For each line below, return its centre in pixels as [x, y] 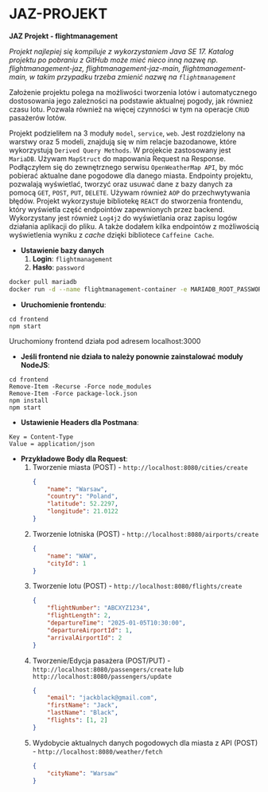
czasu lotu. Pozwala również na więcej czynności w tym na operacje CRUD [129, 109]
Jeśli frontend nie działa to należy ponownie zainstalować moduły [132, 357]
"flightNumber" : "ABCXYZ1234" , [99, 608]
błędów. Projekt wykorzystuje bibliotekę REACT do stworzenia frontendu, [126, 201]
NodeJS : [35, 364]
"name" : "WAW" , [72, 556]
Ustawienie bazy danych [62, 250]
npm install [29, 400]
